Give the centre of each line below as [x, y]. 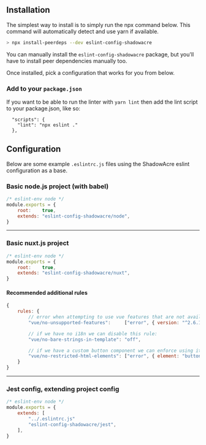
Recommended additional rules [47, 292]
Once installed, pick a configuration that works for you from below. [90, 72]
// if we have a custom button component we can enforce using [111, 351]
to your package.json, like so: [44, 108]
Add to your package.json [44, 88]
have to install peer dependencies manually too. [67, 61]
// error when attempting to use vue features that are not [107, 317]
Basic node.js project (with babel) [58, 186]
